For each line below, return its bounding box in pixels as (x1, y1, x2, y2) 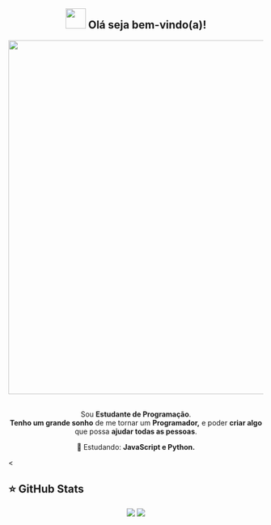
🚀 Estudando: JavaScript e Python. (76, 442, 196, 451)
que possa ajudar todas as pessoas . (74, 426, 197, 436)
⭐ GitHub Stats (8, 482, 84, 496)
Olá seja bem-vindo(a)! (87, 18, 207, 32)
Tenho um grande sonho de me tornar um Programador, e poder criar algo (9, 417, 263, 427)
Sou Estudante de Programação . (80, 409, 192, 419)
